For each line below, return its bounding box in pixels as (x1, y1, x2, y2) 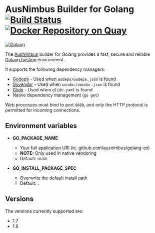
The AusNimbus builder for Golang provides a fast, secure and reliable (5, 51, 150, 57)
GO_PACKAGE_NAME (12, 135, 58, 141)
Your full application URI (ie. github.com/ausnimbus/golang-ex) (19, 145, 150, 151)
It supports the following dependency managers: (5, 66, 105, 72)
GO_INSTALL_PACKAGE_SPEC (12, 165, 76, 171)
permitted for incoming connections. (5, 107, 80, 113)
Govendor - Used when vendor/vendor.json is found (12, 81, 120, 87)
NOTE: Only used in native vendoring (19, 150, 96, 156)
